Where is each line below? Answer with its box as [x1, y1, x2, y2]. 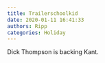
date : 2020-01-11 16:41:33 [7, 16, 84, 23]
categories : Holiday [7, 29, 67, 36]
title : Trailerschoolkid [7, 10, 78, 17]
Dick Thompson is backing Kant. [7, 48, 99, 56]
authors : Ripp [7, 23, 48, 29]
